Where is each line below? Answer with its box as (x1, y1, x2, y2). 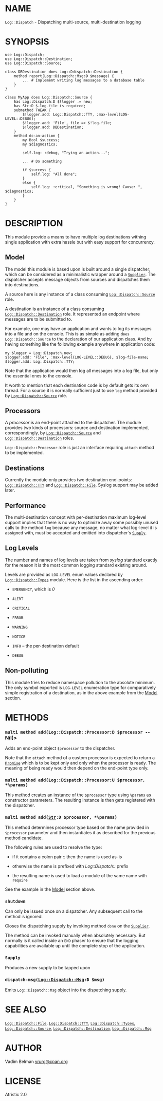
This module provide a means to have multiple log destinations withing (5, 234, 146, 239)
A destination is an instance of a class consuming (5, 306, 105, 312)
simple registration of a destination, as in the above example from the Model (5, 689, 158, 695)
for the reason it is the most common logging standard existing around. (5, 562, 147, 568)
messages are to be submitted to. (5, 316, 72, 322)
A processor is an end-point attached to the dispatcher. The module (5, 420, 141, 426)
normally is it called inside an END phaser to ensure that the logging (5, 938, 139, 944)
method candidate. (5, 835, 43, 841)
